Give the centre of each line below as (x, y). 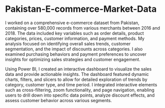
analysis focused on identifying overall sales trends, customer (68, 43)
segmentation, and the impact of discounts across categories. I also (74, 49)
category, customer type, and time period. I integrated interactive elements (81, 84)
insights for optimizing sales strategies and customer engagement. (73, 59)
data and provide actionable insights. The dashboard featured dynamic (77, 74)
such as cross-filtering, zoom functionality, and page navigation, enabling (80, 90)
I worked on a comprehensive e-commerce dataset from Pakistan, (72, 23)
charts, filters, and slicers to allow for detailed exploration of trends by (76, 79)
